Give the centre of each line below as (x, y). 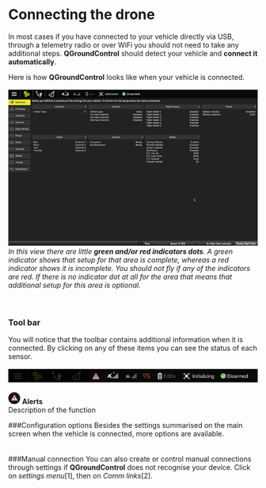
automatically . (32, 62)
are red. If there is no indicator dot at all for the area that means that (120, 276)
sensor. (21, 356)
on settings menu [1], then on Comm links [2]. (80, 475)
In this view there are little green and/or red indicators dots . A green (121, 251)
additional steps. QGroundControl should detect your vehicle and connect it (133, 53)
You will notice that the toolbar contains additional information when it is (126, 340)
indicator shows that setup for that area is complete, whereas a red (119, 260)
